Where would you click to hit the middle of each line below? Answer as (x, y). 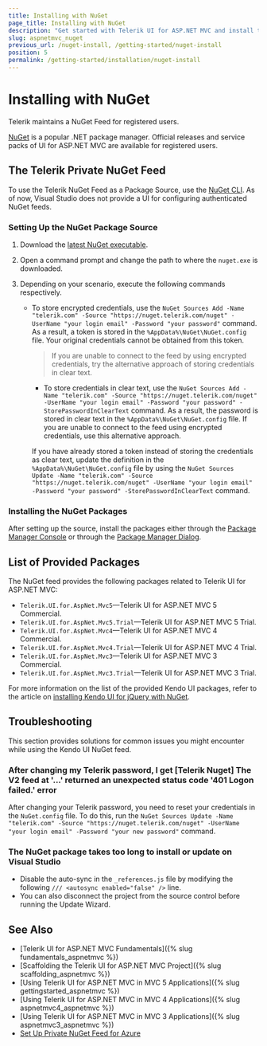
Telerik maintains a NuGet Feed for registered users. (94, 121)
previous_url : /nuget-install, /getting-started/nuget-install (115, 45)
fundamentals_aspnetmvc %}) (69, 958)
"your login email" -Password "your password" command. (161, 323)
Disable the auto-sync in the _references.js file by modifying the (126, 879)
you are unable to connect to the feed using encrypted (133, 427)
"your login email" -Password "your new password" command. (112, 831)
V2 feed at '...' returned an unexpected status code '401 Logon (131, 780)
